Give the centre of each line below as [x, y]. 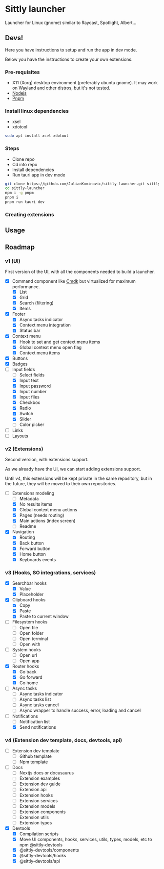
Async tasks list [35, 699]
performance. [26, 286]
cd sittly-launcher [25, 188]
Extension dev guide [40, 784]
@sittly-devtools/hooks [43, 856]
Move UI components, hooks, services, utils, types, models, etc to [86, 840]
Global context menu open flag [51, 347]
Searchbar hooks [30, 583]
